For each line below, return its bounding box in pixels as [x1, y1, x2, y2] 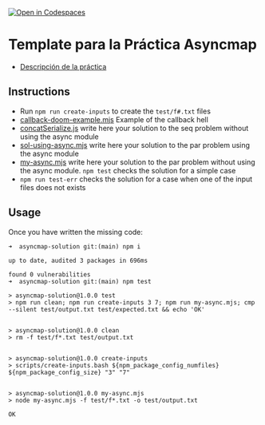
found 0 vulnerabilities [8, 270, 91, 279]
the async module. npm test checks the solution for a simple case [19, 165, 236, 175]
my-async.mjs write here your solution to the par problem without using [19, 157, 255, 167]
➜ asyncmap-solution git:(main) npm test [8, 277, 152, 285]
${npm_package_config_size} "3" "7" [8, 368, 130, 376]
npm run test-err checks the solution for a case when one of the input [19, 174, 253, 184]
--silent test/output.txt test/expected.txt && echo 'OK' [8, 305, 205, 313]
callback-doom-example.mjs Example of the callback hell [19, 114, 209, 124]
